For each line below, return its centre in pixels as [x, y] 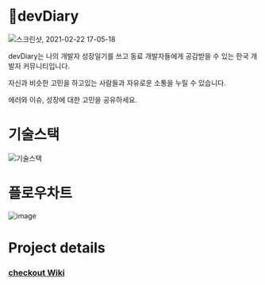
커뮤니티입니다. [46, 66]
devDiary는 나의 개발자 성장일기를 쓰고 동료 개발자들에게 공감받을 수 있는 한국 [129, 56]
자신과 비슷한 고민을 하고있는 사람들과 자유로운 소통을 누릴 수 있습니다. [117, 83]
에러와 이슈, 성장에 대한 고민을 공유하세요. [73, 99]
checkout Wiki [36, 272]
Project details [57, 248]
